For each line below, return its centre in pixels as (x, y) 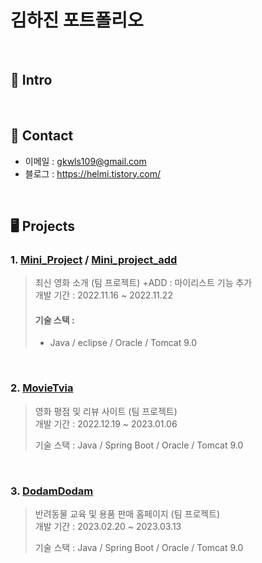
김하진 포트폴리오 (77, 20)
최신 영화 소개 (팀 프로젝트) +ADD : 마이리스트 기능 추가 (143, 283)
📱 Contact (42, 136)
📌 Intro (31, 80)
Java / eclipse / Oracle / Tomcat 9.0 (123, 343)
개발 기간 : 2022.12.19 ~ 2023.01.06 (106, 423)
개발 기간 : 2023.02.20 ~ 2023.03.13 (108, 527)
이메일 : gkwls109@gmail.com (85, 161)
